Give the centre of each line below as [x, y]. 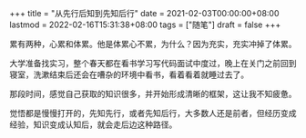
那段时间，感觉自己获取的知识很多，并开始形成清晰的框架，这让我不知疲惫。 [153, 94]
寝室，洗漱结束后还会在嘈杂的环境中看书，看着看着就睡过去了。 [129, 74]
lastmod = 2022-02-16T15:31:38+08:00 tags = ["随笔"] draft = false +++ [145, 25]
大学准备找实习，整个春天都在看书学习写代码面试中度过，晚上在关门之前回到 [153, 63]
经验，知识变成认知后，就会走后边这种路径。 [93, 124]
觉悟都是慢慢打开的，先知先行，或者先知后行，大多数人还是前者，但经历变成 [153, 113]
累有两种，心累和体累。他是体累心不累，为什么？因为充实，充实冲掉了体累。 [153, 44]
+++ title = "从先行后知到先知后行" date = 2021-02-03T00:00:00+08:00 [144, 13]
